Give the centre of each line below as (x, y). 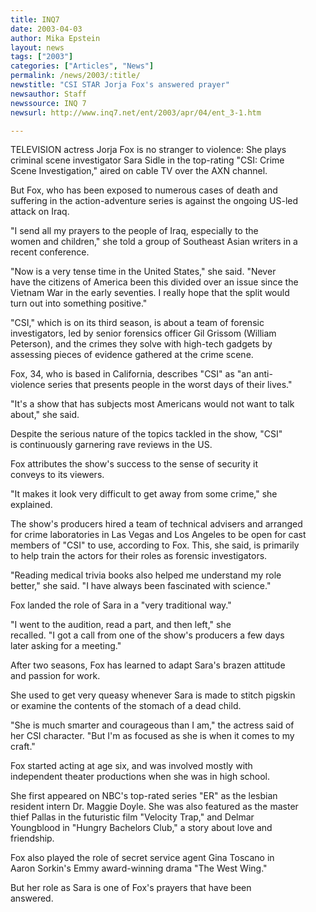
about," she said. (45, 415)
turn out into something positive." (79, 303)
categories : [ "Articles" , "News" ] (82, 66)
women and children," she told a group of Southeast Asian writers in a (154, 242)
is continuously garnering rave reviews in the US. (111, 445)
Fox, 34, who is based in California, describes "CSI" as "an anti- (141, 374)
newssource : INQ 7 (48, 103)
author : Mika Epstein (55, 38)
